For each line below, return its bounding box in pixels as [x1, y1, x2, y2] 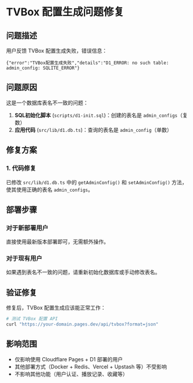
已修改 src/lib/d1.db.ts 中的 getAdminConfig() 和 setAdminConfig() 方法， [6, 178, 188, 185]
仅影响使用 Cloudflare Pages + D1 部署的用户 [14, 355, 123, 362]
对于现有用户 [6, 255, 43, 263]
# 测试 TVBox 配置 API [6, 316, 58, 322]
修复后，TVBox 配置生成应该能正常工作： [6, 304, 106, 311]
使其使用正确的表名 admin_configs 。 [6, 186, 94, 193]
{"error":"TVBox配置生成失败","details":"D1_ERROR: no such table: [6, 60, 169, 66]
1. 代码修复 [6, 164, 36, 172]
